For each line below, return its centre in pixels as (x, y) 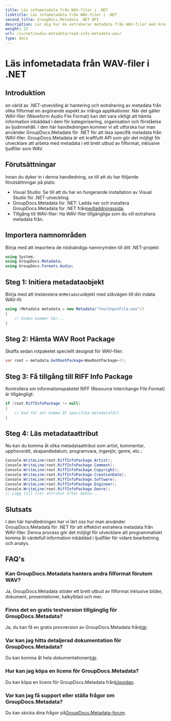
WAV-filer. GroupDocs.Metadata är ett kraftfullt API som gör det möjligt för (83, 137)
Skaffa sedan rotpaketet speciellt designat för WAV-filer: (64, 351)
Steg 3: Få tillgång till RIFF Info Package (69, 376)
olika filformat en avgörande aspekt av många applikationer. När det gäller (83, 110)
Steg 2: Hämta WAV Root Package (60, 339)
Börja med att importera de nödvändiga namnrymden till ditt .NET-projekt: (82, 247)
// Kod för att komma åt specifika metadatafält (67, 413)
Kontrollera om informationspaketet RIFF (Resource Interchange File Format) (85, 388)
